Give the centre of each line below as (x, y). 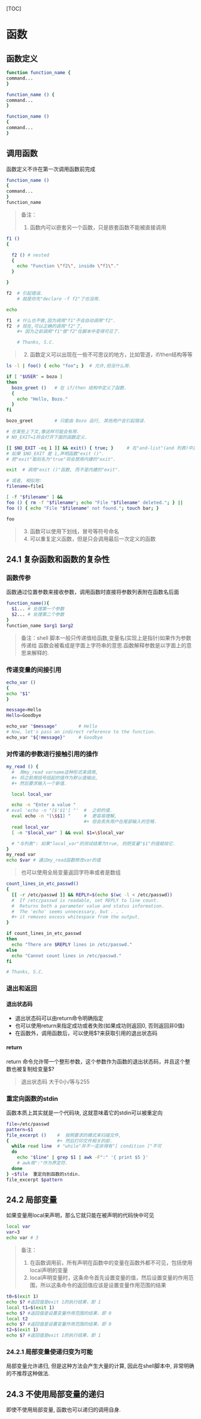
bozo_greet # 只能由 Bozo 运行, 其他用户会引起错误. (76, 421)
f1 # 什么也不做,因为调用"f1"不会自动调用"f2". (61, 320)
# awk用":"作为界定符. (42, 1163)
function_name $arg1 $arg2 (40, 625)
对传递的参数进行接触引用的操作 (52, 754)
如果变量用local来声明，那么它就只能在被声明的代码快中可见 (80, 1215)
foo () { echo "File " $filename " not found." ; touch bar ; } (83, 508)
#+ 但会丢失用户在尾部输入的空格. (120, 822)
